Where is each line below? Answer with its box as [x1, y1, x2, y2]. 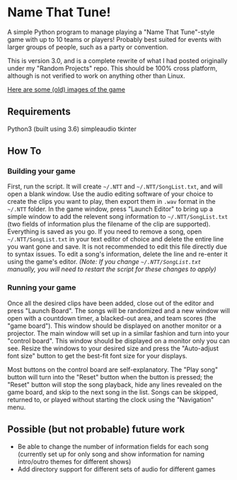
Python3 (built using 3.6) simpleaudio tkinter [7, 125, 137, 133]
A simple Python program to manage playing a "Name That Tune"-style [7, 28, 215, 36]
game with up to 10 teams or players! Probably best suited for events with [7, 35, 221, 43]
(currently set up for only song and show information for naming [17, 450, 205, 458]
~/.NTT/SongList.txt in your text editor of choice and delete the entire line [7, 235, 224, 244]
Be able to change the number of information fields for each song [17, 442, 209, 450]
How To [7, 145, 42, 157]
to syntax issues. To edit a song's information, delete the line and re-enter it [7, 250, 228, 258]
